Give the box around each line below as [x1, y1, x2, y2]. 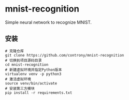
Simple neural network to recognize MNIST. [5, 19, 92, 25]
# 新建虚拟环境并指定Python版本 [5, 67, 62, 72]
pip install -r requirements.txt [5, 90, 72, 95]
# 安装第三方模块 [5, 86, 35, 91]
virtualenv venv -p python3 [5, 71, 62, 76]
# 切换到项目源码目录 [5, 58, 42, 63]
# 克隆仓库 [5, 48, 24, 54]
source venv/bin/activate [5, 81, 57, 86]
